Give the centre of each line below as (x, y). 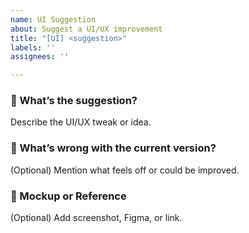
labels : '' (33, 47)
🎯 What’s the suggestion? (74, 101)
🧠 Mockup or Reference (68, 196)
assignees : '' (40, 57)
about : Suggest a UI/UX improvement (86, 29)
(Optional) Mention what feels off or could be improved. (125, 170)
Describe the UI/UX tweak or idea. (81, 122)
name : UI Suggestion (53, 19)
